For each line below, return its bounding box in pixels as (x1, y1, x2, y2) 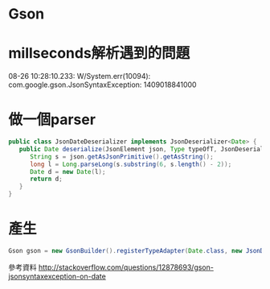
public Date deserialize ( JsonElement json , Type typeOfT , (18, 145, 218, 153)
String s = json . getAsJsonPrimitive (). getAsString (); (29, 152, 215, 161)
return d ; (29, 175, 63, 184)
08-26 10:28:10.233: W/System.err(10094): (8, 72, 151, 81)
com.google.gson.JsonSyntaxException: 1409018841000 (8, 80, 197, 89)
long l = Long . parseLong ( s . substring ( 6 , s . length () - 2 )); (29, 160, 232, 168)
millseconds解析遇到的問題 (8, 44, 190, 63)
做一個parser (8, 110, 96, 129)
